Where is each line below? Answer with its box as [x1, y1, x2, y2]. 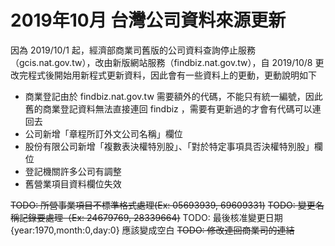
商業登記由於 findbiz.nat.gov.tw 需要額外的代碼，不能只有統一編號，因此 [24, 90, 323, 102]
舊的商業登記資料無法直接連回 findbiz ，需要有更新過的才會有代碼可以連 [24, 102, 322, 115]
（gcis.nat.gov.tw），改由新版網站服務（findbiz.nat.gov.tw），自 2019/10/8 [10, 56, 313, 68]
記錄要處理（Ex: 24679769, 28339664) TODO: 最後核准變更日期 [18, 211, 283, 223]
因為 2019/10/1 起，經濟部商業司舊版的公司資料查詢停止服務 [10, 44, 256, 56]
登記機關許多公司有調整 [24, 165, 122, 177]
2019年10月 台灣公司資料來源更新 [10, 9, 287, 32]
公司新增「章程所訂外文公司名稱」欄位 [24, 127, 183, 140]
